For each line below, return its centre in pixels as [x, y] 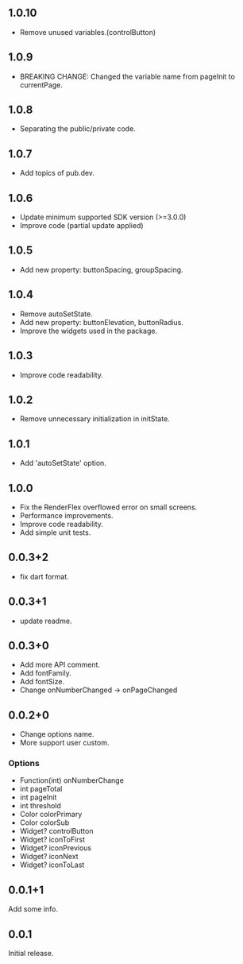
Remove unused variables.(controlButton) [88, 32]
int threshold [40, 806]
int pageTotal [41, 789]
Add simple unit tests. [55, 532]
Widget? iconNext [49, 857]
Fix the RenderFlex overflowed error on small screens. [108, 507]
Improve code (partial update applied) [82, 226]
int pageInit [38, 797]
